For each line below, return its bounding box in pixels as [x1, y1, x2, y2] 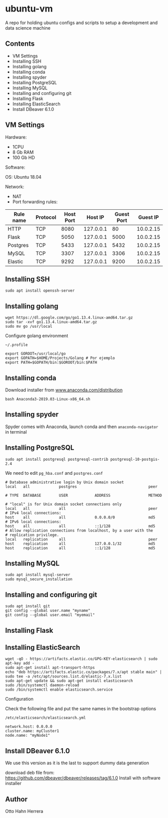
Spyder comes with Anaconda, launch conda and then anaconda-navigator [5, 424, 158, 430]
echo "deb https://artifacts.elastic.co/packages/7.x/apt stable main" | [5, 669, 162, 675]
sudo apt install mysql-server [5, 573, 70, 578]
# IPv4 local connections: [5, 510, 61, 515]
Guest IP [138, 214, 159, 221]
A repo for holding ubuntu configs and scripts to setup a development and [5, 20, 158, 26]
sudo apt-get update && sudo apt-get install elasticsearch [5, 678, 133, 684]
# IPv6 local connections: [5, 519, 61, 524]
